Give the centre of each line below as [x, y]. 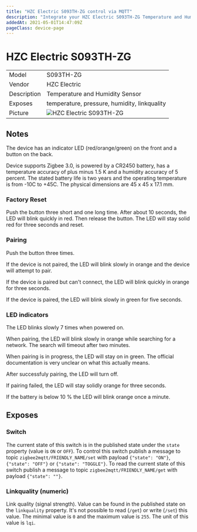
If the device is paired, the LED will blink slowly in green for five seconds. [94, 299]
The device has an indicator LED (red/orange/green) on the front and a [91, 148]
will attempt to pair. [29, 270]
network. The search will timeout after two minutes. [68, 345]
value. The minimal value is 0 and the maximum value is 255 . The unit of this [97, 516]
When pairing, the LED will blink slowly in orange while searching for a [91, 339]
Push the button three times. [40, 252]
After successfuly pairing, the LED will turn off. [62, 374]
